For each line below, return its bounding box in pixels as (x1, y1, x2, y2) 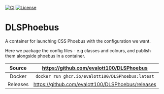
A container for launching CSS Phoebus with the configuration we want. (5, 38, 151, 44)
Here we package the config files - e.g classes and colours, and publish (5, 47, 151, 54)
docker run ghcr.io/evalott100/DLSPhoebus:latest (35, 73, 154, 79)
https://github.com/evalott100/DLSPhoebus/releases (33, 81, 157, 88)
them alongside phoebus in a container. (5, 53, 85, 59)
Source (9, 64, 27, 71)
